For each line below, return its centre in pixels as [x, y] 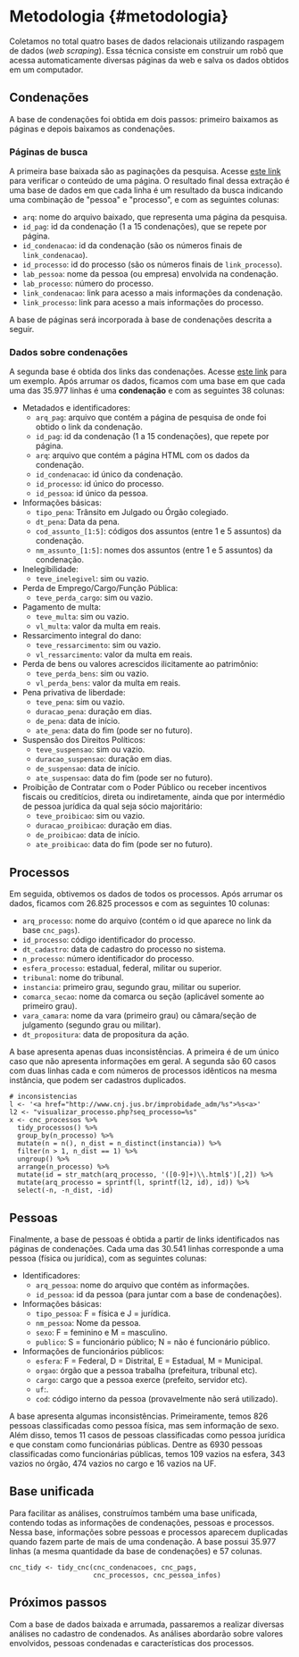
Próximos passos [58, 1603]
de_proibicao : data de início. [87, 835]
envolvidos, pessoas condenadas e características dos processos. [132, 1643]
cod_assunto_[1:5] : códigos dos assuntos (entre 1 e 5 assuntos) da [158, 531]
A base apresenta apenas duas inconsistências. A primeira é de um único [144, 1052]
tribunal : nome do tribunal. [73, 978]
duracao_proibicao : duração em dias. [104, 825]
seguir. [22, 329]
